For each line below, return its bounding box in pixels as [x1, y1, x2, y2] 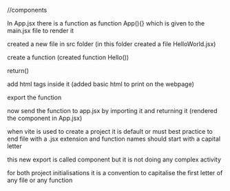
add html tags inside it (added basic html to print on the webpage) [7, 80, 195, 88]
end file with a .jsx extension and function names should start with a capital [7, 134, 221, 143]
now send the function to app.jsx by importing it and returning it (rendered [7, 107, 218, 114]
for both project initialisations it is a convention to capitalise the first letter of [7, 169, 223, 177]
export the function [7, 93, 62, 101]
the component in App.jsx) [7, 114, 83, 122]
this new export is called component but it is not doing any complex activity [7, 155, 222, 163]
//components [7, 6, 48, 14]
